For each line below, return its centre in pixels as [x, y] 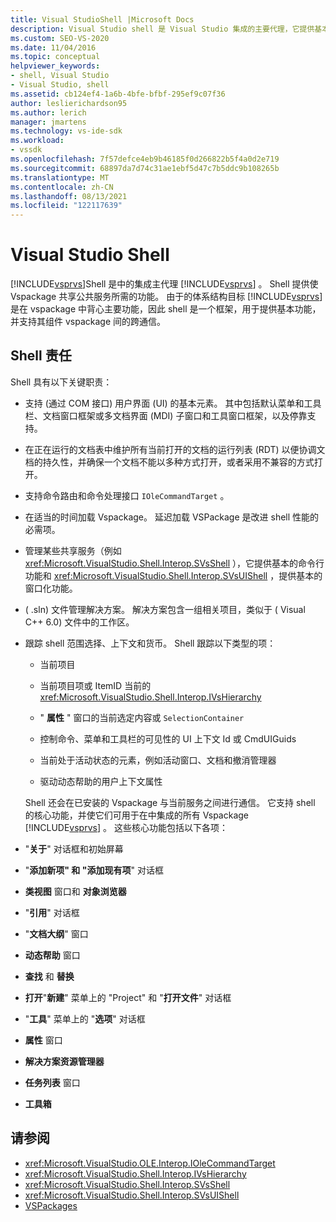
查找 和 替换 [49, 976]
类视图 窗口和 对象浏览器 [75, 891]
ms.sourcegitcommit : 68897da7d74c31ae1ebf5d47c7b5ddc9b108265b [145, 168]
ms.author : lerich [48, 112]
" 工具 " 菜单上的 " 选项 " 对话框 [85, 1018]
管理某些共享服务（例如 [73, 550]
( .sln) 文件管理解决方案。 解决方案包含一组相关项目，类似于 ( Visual [165, 609]
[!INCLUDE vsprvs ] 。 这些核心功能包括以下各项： [126, 827]
